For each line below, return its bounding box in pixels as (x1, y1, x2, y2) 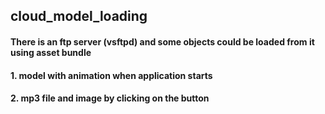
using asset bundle (10, 46, 92, 58)
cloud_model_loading (10, 8, 148, 25)
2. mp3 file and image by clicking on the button (10, 92, 210, 104)
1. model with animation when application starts (10, 69, 213, 81)
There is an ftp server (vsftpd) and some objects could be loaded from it (10, 35, 315, 48)
